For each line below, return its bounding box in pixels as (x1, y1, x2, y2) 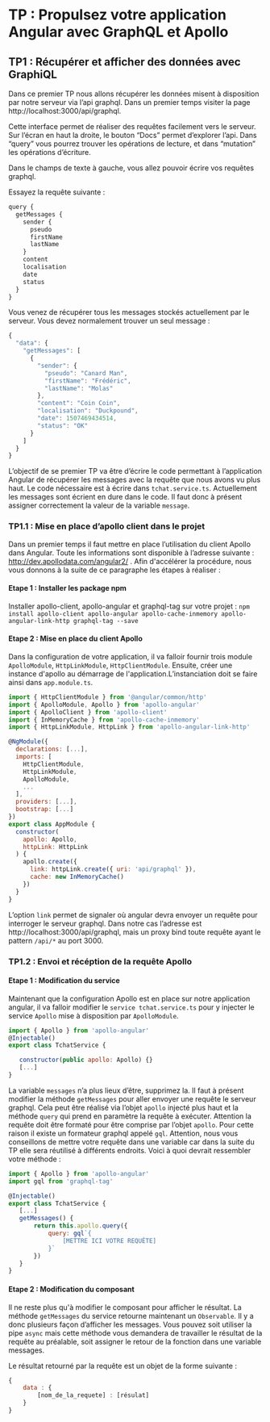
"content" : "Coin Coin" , (37, 399, 121, 408)
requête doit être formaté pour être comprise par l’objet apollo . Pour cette (8, 1119, 254, 1129)
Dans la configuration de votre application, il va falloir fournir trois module (8, 651, 252, 661)
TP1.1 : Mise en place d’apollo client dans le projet (8, 521, 206, 532)
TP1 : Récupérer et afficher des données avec (8, 55, 241, 69)
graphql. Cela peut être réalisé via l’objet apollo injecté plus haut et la (8, 1102, 239, 1112)
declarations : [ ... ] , (15, 745, 89, 754)
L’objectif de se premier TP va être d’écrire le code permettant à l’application (8, 466, 263, 476)
